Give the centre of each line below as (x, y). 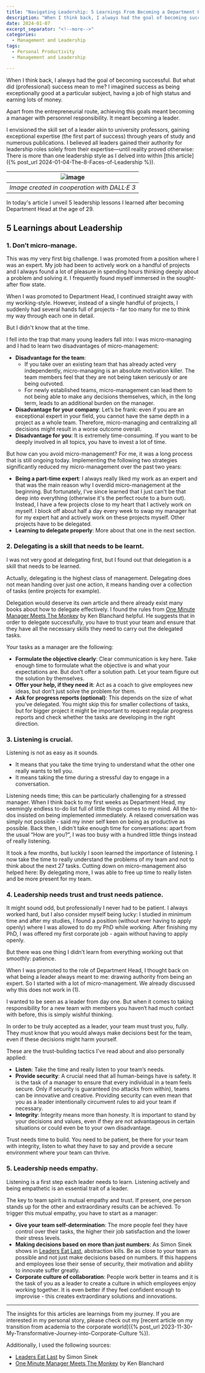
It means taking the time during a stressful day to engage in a (92, 777)
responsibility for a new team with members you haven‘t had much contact (100, 1008)
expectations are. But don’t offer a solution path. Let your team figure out (107, 672)
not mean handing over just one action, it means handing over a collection (99, 584)
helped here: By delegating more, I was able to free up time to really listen (99, 872)
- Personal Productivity (43, 52)
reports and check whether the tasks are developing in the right (95, 717)
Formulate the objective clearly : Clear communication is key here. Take (106, 659)
